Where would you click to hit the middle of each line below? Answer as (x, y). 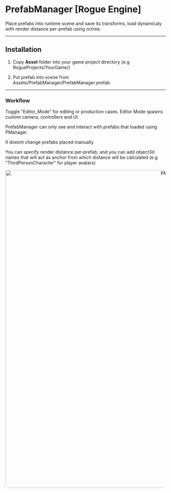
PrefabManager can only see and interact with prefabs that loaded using (81, 127)
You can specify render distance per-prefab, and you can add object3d (80, 152)
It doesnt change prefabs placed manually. (50, 142)
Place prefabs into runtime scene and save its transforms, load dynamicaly (83, 23)
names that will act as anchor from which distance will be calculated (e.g (81, 157)
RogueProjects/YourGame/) (41, 67)
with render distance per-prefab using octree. (53, 28)
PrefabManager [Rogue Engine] (73, 9)
